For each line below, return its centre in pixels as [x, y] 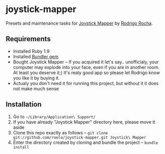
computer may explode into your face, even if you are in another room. [86, 67]
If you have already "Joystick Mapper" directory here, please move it [84, 122]
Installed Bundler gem [36, 56]
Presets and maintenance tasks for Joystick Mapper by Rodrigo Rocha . [79, 23]
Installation [24, 104]
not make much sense [36, 89]
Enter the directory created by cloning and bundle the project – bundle [85, 142]
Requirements [28, 39]
